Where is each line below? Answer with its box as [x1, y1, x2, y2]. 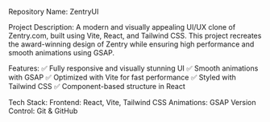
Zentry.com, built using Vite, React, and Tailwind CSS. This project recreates [8, 31, 262, 40]
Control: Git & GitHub [8, 106, 78, 116]
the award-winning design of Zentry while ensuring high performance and [8, 39, 255, 49]
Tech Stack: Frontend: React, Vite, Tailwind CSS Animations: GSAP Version [8, 98, 256, 107]
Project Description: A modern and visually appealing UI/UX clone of [8, 22, 236, 31]
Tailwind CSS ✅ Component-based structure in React [8, 82, 185, 91]
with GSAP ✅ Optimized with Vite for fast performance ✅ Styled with [8, 72, 236, 82]
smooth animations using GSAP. [8, 48, 115, 57]
